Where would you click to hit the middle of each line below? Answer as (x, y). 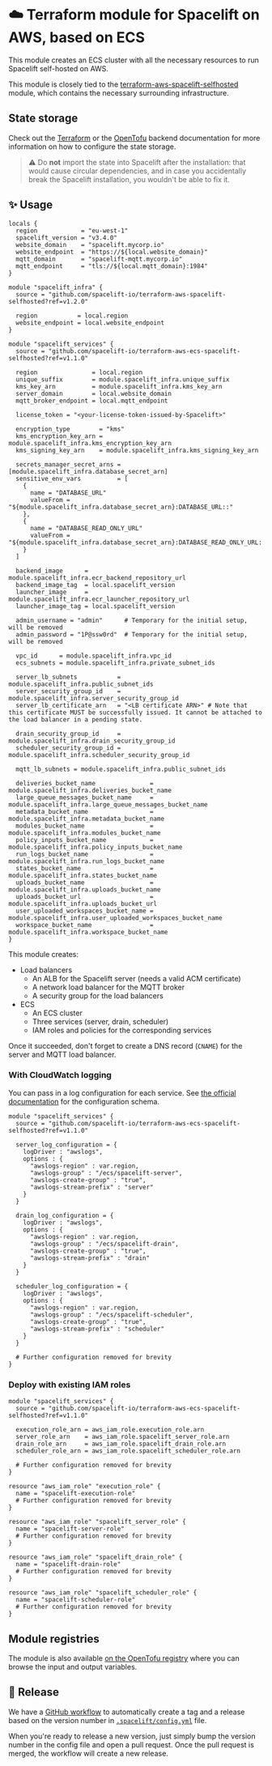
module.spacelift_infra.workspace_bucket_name (88, 932)
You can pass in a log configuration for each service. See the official (122, 1092)
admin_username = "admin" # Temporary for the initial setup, (132, 620)
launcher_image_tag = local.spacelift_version (96, 606)
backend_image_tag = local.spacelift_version (96, 585)
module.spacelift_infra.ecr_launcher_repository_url (99, 599)
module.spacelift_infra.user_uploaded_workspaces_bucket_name (115, 918)
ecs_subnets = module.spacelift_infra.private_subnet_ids (116, 663)
